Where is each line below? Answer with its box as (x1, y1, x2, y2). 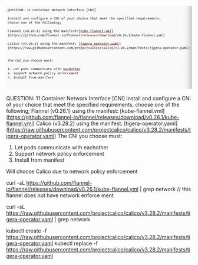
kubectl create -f (6, 227, 47, 234)
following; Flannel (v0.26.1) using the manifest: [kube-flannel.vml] (6, 107, 165, 114)
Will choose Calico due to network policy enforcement (6, 168, 138, 175)
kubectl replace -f (54, 240, 98, 247)
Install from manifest (14, 156, 65, 163)
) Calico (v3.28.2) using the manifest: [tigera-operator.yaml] (32, 120, 178, 127)
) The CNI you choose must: (54, 133, 123, 140)
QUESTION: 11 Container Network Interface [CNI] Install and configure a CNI (6, 95, 192, 102)
